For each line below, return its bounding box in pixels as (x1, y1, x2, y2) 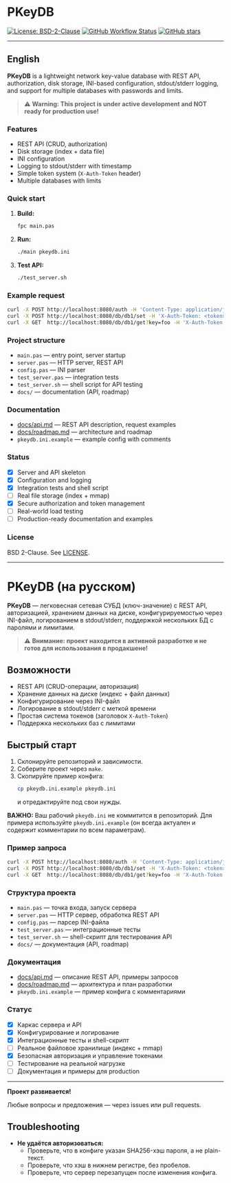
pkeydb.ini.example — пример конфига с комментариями (16, 987, 186, 996)
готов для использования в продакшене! (23, 644, 148, 652)
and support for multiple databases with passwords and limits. (7, 86, 184, 94)
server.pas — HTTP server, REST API (16, 358, 124, 367)
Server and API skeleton (16, 468, 86, 476)
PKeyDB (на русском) (7, 578, 136, 594)
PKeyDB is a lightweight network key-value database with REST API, (7, 72, 201, 80)
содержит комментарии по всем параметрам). (7, 825, 146, 834)
